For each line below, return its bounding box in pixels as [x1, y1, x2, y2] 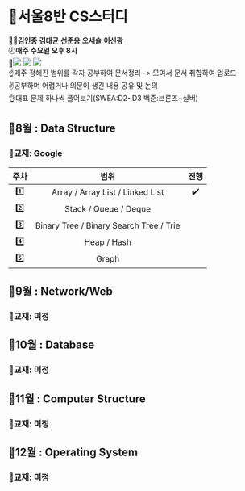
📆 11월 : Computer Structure [8, 392, 147, 405]
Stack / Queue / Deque [64, 204, 152, 215]
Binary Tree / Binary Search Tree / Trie [35, 220, 181, 231]
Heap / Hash [84, 237, 131, 248]
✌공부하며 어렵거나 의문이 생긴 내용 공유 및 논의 [8, 80, 159, 90]
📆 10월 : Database [8, 338, 95, 352]
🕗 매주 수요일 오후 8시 [8, 45, 78, 55]
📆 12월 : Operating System [8, 445, 139, 459]
